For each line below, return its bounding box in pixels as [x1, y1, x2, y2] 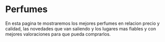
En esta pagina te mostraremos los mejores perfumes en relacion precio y [5, 20, 160, 26]
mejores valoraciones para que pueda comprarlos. [5, 31, 111, 37]
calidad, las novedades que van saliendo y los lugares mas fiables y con [5, 25, 156, 31]
